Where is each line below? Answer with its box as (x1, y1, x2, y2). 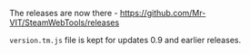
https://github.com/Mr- (119, 8, 206, 18)
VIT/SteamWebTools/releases (9, 17, 120, 28)
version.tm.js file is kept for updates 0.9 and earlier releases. (9, 35, 242, 45)
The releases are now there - (9, 8, 118, 18)
